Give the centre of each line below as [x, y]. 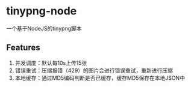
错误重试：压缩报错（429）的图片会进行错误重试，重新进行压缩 [94, 70]
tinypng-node [42, 11]
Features [23, 48]
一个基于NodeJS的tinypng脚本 [44, 28]
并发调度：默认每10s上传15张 [51, 63]
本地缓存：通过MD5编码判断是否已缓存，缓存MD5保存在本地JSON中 [100, 78]
